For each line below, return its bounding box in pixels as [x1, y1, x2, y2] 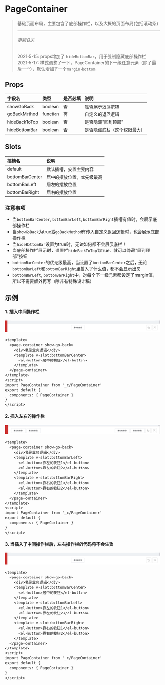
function [42, 111, 59, 117]
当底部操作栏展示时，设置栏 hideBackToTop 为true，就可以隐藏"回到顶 [12, 248, 150, 253]
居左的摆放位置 [46, 181, 77, 188]
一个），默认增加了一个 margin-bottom [21, 66, 96, 72]
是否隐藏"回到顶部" [84, 119, 124, 125]
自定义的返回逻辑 [84, 111, 119, 117]
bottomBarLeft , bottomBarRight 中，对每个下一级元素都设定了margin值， [12, 272, 157, 278]
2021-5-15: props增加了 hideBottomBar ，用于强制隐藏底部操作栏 [17, 53, 146, 60]
